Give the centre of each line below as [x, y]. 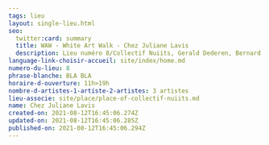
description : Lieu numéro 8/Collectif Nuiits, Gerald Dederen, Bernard [139, 53]
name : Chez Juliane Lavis [52, 106]
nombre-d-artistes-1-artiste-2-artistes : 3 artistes [99, 91]
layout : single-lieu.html [52, 23]
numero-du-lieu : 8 [39, 68]
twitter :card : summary [54, 38]
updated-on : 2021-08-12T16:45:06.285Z [73, 121]
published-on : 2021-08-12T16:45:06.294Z [77, 128]
